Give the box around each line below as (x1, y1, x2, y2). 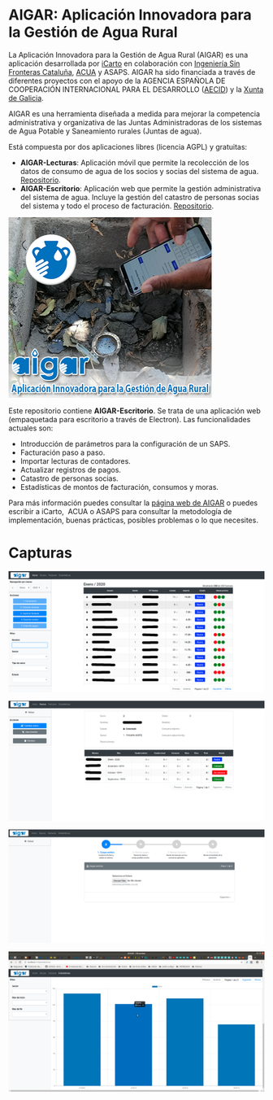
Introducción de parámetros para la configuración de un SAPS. (19, 439, 231, 448)
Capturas (8, 543, 73, 562)
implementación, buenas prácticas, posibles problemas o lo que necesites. (8, 515, 258, 525)
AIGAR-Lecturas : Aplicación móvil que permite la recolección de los (19, 157, 249, 168)
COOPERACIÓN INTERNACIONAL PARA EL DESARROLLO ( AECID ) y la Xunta (8, 84, 264, 94)
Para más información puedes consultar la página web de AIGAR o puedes (8, 498, 258, 508)
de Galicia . (8, 93, 45, 103)
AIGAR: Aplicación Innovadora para (8, 6, 252, 24)
